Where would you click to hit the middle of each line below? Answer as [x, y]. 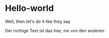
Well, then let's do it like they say [38, 21]
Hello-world [30, 8]
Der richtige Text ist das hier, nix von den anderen [55, 30]
